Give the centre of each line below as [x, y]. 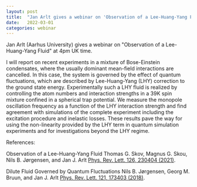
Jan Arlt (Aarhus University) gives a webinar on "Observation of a [85, 45]
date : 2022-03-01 [30, 22]
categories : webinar [31, 28]
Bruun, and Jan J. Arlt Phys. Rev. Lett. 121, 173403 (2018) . [76, 178]
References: [21, 142]
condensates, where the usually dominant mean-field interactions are [90, 69]
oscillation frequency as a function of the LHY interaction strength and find [96, 106]
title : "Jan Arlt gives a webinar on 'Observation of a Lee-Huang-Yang [97, 17]
